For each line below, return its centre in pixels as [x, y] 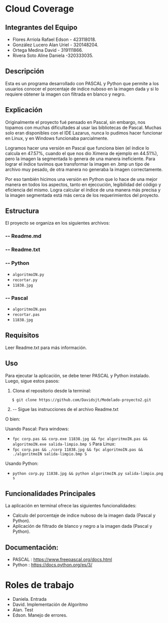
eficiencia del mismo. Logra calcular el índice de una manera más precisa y [83, 190]
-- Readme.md [23, 236]
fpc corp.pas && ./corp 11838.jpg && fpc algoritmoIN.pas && [78, 450]
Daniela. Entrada [29, 599]
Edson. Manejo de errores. [40, 615]
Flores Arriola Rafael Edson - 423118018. [54, 39]
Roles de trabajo [40, 585]
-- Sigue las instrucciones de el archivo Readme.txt [65, 409]
